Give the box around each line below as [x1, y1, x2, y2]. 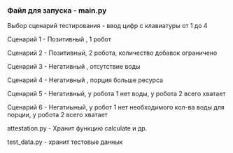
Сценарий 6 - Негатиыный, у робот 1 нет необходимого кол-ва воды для [7, 103, 225, 112]
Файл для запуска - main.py [7, 6, 107, 15]
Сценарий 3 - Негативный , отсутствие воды [7, 62, 141, 71]
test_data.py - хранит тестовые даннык [7, 138, 123, 146]
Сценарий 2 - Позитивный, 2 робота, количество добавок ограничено [7, 48, 218, 58]
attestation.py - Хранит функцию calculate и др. [7, 124, 148, 133]
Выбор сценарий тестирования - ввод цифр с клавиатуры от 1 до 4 [7, 22, 208, 30]
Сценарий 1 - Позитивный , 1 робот [7, 35, 112, 44]
